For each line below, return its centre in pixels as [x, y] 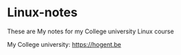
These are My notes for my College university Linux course [90, 31]
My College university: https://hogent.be [64, 44]
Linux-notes [42, 13]
